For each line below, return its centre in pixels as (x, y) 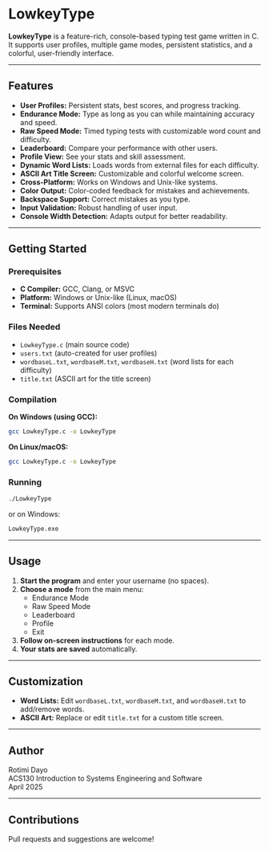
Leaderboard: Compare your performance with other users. (119, 148)
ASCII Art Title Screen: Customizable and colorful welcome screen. (132, 173)
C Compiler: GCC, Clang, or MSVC (77, 289)
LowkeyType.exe (34, 529)
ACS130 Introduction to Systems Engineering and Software (105, 778)
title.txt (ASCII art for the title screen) (85, 379)
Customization (46, 682)
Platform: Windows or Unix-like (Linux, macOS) (98, 298)
